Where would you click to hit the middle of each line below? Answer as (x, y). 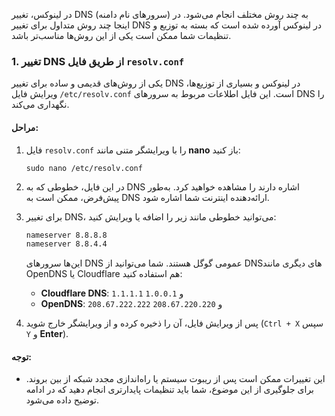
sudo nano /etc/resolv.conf (84, 168)
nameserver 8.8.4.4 (66, 244)
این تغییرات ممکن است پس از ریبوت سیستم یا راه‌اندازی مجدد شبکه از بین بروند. (175, 379)
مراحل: (25, 127)
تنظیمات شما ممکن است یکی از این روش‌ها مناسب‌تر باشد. (121, 35)
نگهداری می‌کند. (40, 105)
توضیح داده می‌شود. (62, 400)
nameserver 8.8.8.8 (66, 235)
